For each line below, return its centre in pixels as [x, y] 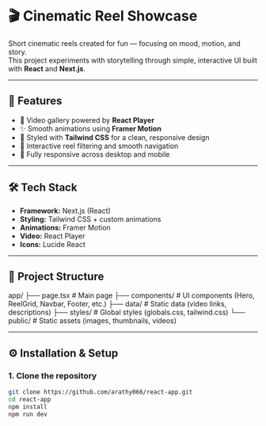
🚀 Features [35, 101]
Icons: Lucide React [52, 244]
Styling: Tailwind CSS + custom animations [90, 219]
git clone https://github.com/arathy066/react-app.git [101, 392]
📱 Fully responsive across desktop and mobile [95, 154]
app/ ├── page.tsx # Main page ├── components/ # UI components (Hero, [131, 295]
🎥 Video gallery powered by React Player [87, 120]
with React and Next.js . [47, 68]
